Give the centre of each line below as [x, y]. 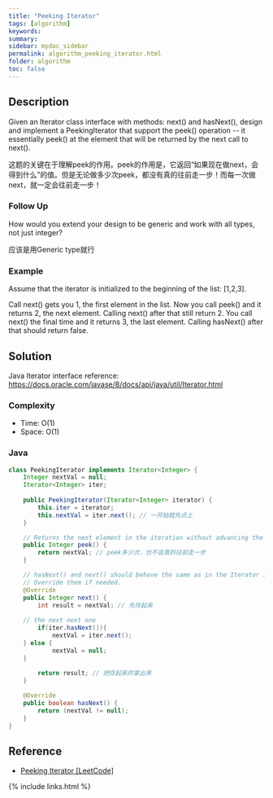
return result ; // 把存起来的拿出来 [95, 673]
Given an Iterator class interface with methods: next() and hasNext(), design [135, 121]
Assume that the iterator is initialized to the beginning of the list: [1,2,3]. [128, 289]
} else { [38, 643]
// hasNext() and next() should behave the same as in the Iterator [141, 575]
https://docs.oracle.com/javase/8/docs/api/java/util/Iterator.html [116, 384]
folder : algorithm [39, 62]
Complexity [32, 406]
